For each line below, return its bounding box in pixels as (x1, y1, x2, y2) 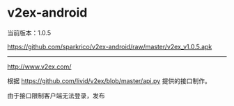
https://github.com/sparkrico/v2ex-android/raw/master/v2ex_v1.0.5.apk (7, 42, 212, 51)
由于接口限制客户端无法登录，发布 (7, 91, 105, 100)
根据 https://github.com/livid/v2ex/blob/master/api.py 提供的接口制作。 (7, 76, 211, 85)
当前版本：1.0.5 (7, 28, 51, 37)
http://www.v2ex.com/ (7, 62, 72, 71)
